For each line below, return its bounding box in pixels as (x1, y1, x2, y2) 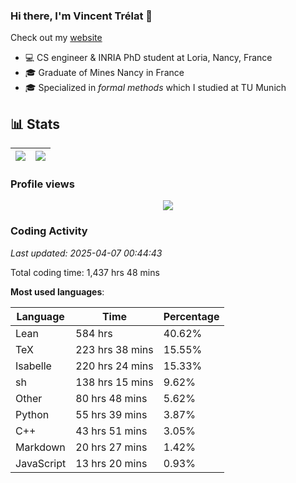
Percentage (163, 309, 220, 323)
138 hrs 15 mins (75, 375, 154, 389)
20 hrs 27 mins (75, 440, 148, 454)
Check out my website (10, 32, 103, 44)
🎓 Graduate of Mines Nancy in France (24, 67, 185, 79)
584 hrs (75, 326, 113, 340)
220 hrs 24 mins (75, 359, 154, 373)
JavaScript (15, 456, 67, 470)
